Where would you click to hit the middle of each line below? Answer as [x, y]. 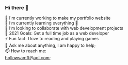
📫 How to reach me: [26, 51]
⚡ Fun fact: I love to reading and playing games [52, 39]
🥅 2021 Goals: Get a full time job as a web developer [57, 33]
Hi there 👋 [17, 8]
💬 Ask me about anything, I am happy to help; [50, 45]
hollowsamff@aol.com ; [28, 58]
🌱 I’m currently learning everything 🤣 [42, 23]
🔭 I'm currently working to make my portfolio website [58, 18]
